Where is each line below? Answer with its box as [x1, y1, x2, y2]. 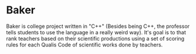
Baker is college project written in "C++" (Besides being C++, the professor [6, 23, 190, 30]
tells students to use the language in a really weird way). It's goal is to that [6, 28, 186, 35]
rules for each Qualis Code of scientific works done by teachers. [6, 41, 163, 48]
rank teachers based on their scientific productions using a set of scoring [6, 35, 185, 42]
